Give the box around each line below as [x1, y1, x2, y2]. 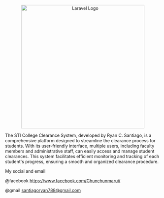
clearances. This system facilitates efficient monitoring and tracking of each [5, 154, 160, 159]
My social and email [5, 168, 46, 174]
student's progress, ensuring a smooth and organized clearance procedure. [5, 158, 159, 164]
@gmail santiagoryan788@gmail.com [5, 188, 81, 193]
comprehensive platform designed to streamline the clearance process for [5, 138, 156, 143]
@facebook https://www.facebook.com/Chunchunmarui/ [5, 178, 121, 184]
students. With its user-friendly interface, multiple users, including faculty [5, 143, 155, 149]
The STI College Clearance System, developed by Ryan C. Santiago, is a [5, 132, 152, 138]
